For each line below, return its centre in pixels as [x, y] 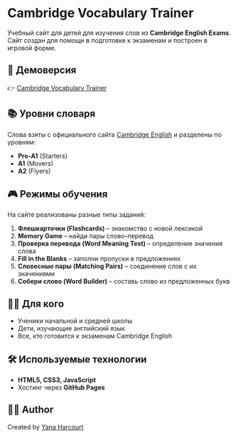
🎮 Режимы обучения [58, 194]
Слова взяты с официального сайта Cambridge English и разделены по [115, 134]
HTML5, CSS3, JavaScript [56, 380]
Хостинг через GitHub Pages [61, 388]
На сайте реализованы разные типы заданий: [77, 215]
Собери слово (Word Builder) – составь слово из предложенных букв [124, 282]
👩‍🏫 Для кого [36, 304]
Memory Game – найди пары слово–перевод [86, 236]
